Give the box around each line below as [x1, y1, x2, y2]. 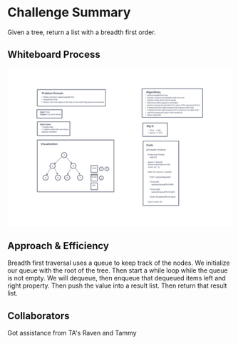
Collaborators [7, 310, 70, 322]
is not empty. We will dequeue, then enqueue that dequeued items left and [7, 274, 226, 283]
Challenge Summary [7, 4, 131, 21]
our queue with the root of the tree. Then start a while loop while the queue [7, 266, 228, 275]
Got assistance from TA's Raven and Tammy [7, 329, 137, 338]
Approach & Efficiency [7, 240, 109, 252]
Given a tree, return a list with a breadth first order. [7, 28, 156, 36]
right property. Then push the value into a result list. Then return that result [7, 281, 227, 290]
